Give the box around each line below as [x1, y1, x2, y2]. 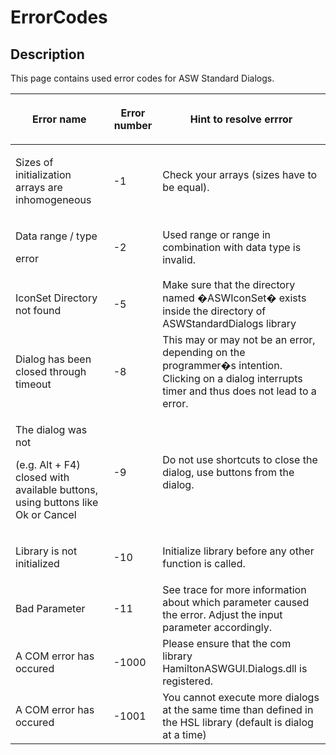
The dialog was [15, 423, 88, 436]
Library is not [15, 544, 78, 558]
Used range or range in [162, 228, 272, 241]
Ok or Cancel [15, 508, 77, 521]
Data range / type [15, 229, 98, 243]
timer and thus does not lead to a [162, 384, 317, 398]
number [113, 119, 153, 132]
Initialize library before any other [162, 544, 315, 558]
